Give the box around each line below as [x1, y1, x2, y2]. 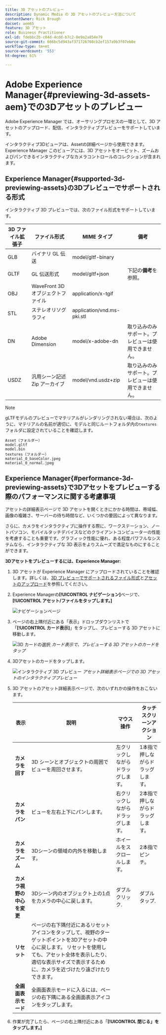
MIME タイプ [82, 233, 113, 240]
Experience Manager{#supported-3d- [5, 174, 125, 183]
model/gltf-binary [72, 254, 115, 261]
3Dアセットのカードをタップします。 [12, 658, 87, 664]
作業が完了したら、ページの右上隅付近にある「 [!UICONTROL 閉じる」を [12, 1018, 160, 1024]
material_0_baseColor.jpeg [5, 456, 61, 461]
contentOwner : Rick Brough [5, 16, 61, 21]
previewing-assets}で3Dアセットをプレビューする [5, 483, 161, 492]
